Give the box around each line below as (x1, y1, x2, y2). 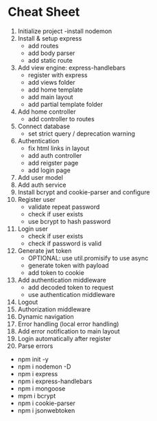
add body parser (27, 49, 75, 57)
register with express (27, 70, 88, 79)
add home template (27, 85, 83, 94)
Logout (17, 298, 38, 306)
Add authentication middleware (17, 276, 107, 284)
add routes (27, 41, 59, 50)
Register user (17, 195, 56, 203)
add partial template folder (27, 100, 104, 108)
